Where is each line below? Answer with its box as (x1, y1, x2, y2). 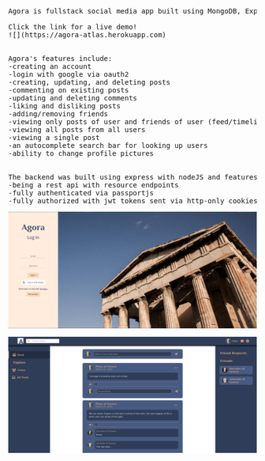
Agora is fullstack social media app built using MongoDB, (8, 7, 242, 15)
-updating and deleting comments (8, 94, 138, 102)
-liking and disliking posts (8, 102, 121, 110)
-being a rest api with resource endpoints (8, 181, 179, 189)
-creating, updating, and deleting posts (8, 78, 171, 86)
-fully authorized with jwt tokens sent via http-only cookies (8, 197, 258, 205)
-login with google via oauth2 (8, 70, 129, 78)
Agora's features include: (8, 55, 113, 62)
